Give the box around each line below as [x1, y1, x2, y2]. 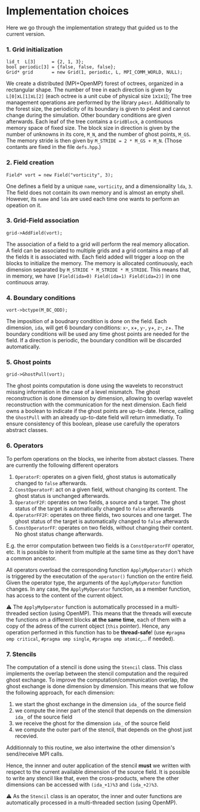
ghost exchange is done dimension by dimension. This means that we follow [6, 683, 194, 690]
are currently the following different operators [6, 461, 119, 469]
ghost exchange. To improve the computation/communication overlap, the [6, 676, 189, 683]
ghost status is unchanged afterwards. [14, 492, 110, 499]
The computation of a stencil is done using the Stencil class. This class [6, 664, 183, 671]
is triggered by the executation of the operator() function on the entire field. [6, 573, 194, 580]
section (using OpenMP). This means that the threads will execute [29, 609, 192, 617]
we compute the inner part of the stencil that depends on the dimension [14, 707, 192, 714]
